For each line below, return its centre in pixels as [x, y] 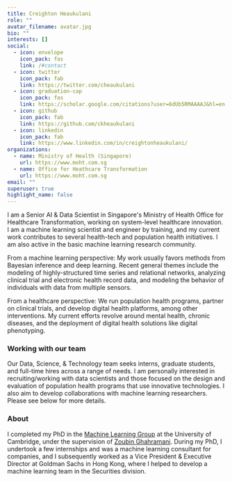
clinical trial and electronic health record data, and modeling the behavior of [116, 280]
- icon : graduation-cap [48, 91]
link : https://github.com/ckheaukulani [77, 124]
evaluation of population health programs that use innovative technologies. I [116, 386]
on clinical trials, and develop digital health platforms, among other [102, 309]
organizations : [29, 150]
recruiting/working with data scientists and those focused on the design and [116, 379]
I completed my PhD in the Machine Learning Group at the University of [109, 434]
